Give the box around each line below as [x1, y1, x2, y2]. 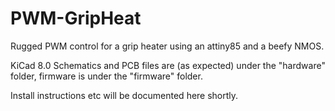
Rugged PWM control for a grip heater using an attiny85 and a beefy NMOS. [10, 40, 325, 52]
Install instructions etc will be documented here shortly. [10, 89, 239, 101]
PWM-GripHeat [10, 7, 142, 30]
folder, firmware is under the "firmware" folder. [10, 70, 203, 82]
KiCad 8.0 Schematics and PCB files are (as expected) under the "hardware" [10, 59, 326, 71]
